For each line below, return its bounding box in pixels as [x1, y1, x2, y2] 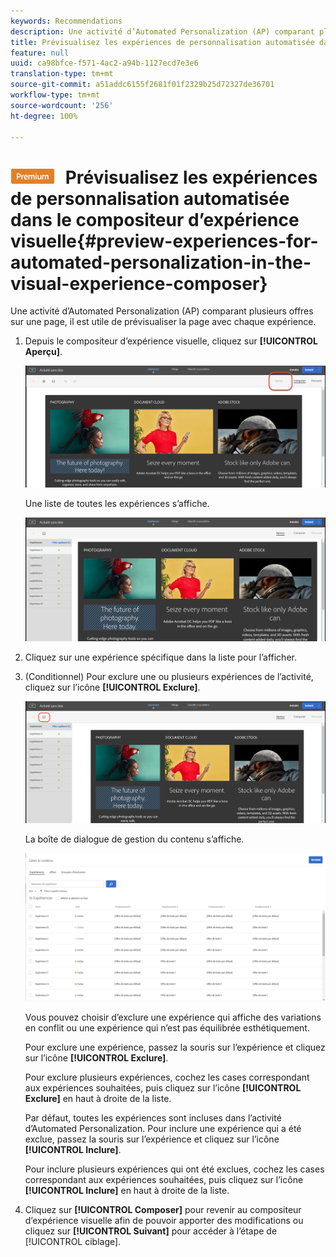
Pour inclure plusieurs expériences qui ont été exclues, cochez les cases [24, 1163, 325, 1175]
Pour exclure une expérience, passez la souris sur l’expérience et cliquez [24, 1041, 326, 1053]
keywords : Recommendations [10, 16, 123, 26]
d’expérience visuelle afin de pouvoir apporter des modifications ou [24, 1214, 304, 1226]
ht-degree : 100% [10, 111, 78, 121]
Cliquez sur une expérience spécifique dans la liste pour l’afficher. [24, 651, 297, 664]
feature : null [10, 48, 70, 58]
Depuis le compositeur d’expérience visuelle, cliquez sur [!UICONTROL [24, 335, 318, 347]
